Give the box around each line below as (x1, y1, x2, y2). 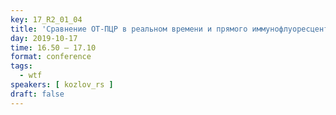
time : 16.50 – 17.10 (10, 42, 97, 53)
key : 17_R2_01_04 (10, 14, 83, 25)
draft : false (10, 89, 65, 99)
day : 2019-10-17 (10, 33, 78, 43)
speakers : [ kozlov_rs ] (10, 80, 114, 90)
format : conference (10, 52, 92, 62)
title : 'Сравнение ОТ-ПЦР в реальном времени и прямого (10, 24, 248, 34)
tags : (10, 61, 33, 71)
